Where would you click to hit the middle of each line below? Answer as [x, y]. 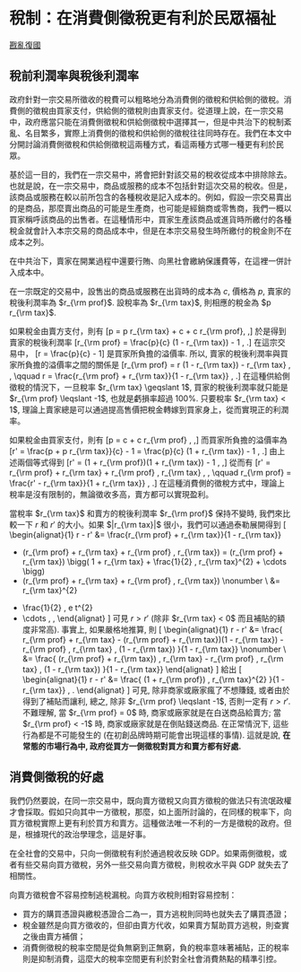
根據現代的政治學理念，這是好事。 [87, 834]
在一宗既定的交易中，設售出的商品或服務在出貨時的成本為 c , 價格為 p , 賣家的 [150, 291]
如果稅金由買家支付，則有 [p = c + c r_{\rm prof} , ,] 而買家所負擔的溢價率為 [149, 440]
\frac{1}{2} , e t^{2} [57, 608]
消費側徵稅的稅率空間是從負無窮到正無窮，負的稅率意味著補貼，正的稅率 [155, 947]
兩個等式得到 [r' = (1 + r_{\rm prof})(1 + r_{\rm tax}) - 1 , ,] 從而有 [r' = [144, 462]
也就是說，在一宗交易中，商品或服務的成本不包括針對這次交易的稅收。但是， [150, 186]
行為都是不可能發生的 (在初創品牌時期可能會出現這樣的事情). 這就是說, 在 [156, 735]
